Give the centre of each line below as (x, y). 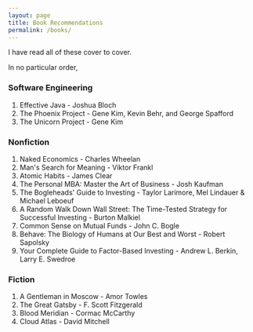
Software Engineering (51, 88)
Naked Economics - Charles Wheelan (80, 159)
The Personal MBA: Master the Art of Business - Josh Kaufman (121, 184)
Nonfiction (29, 142)
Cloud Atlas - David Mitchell (64, 322)
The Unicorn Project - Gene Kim (71, 122)
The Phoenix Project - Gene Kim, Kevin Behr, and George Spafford (126, 113)
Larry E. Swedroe (47, 259)
